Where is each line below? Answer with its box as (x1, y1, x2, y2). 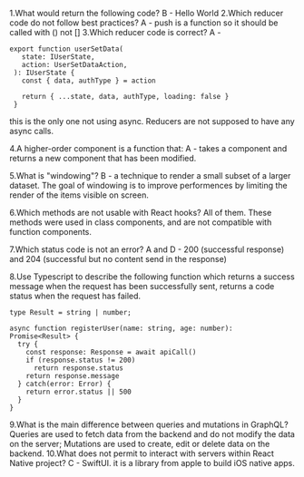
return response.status (33, 364, 124, 373)
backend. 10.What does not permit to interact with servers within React (9, 448, 275, 459)
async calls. (9, 126, 54, 136)
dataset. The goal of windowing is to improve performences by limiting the (9, 180, 288, 190)
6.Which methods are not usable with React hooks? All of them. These (9, 208, 272, 218)
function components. (9, 227, 93, 237)
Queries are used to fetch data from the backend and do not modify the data (9, 429, 295, 439)
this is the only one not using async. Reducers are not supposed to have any (9, 116, 295, 126)
